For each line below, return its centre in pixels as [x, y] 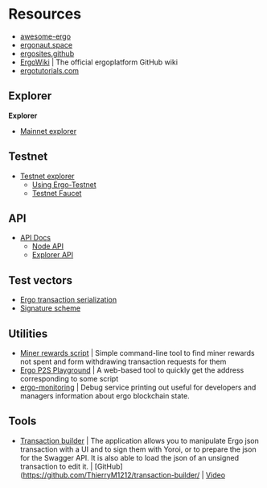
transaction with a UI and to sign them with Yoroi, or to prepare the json [138, 449]
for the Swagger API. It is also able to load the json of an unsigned [129, 457]
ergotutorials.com [49, 70]
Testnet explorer [47, 176]
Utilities [28, 334]
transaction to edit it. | [56, 466]
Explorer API [53, 255]
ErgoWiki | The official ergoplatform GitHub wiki [99, 62]
